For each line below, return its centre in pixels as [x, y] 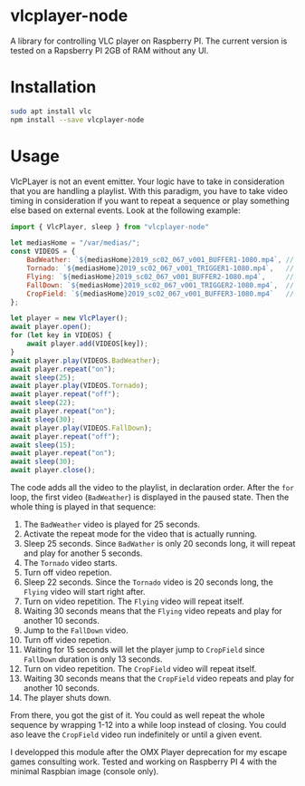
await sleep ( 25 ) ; [43, 377]
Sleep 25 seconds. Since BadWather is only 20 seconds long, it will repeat [159, 544]
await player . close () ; [53, 471]
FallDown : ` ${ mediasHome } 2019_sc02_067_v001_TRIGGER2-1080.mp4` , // [161, 285]
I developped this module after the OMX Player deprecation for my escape [149, 752]
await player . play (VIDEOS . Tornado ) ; [79, 386]
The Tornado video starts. [70, 563]
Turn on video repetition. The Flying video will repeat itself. [134, 602]
